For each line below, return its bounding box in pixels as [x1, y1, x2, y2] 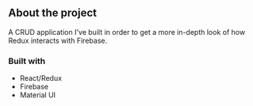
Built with [8, 55, 46, 66]
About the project [8, 6, 98, 20]
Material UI [19, 90, 56, 100]
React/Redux [19, 74, 62, 83]
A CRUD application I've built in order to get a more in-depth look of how [8, 27, 246, 36]
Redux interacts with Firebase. [8, 36, 108, 45]
